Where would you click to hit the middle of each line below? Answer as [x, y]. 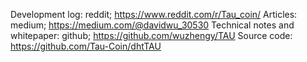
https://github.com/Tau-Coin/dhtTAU [86, 46]
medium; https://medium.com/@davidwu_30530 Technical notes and [152, 25]
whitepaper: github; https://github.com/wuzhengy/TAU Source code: [151, 35]
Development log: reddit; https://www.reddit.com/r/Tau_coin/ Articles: [154, 14]
